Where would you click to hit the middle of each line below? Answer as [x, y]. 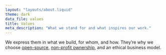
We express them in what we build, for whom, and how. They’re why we [79, 42]
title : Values [20, 24]
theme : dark [18, 14]
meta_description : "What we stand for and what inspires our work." [78, 28]
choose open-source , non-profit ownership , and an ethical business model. [83, 48]
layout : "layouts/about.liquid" [39, 10]
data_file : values [24, 19]
